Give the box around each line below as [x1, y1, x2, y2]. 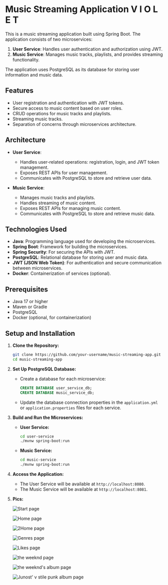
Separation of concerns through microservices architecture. [12, 121, 137, 127]
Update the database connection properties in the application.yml [20, 399, 158, 405]
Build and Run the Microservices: [12, 414, 84, 420]
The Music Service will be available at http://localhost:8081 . [20, 486, 148, 492]
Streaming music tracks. [12, 116, 63, 122]
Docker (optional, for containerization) [12, 315, 92, 321]
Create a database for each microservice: [20, 376, 106, 382]
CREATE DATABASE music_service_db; [20, 390, 94, 395]
